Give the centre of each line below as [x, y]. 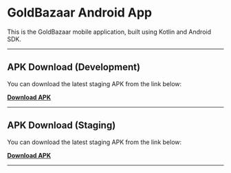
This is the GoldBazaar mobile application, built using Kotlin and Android [109, 32]
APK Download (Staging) [62, 125]
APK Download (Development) [74, 67]
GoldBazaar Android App [80, 13]
